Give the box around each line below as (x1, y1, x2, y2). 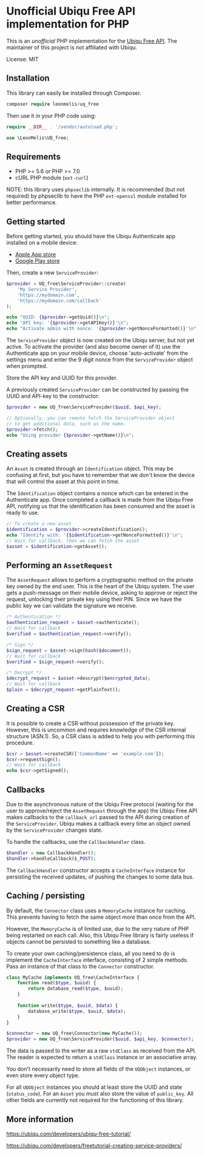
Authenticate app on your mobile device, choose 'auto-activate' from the (6, 349, 188, 357)
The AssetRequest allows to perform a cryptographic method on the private (6, 576, 194, 584)
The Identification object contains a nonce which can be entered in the (6, 490, 189, 497)
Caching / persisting (6, 891, 85, 901)
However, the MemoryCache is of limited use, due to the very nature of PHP (6, 925, 189, 932)
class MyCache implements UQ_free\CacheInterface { (6, 974, 140, 981)
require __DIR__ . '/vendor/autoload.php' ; (6, 123, 118, 130)
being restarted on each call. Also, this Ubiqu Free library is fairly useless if (6, 931, 194, 939)
